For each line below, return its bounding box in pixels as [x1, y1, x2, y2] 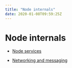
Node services [12, 48, 42, 54]
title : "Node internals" [5, 7, 55, 12]
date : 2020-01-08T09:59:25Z [5, 12, 62, 16]
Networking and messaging [12, 57, 68, 63]
